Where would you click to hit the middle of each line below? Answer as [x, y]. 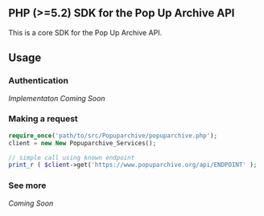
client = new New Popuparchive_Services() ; [82, 143]
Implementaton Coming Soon [57, 98]
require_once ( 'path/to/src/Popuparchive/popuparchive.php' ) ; [113, 136]
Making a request [43, 119]
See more [27, 185]
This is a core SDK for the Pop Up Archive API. [85, 32]
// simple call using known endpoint [72, 157]
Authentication [38, 81]
